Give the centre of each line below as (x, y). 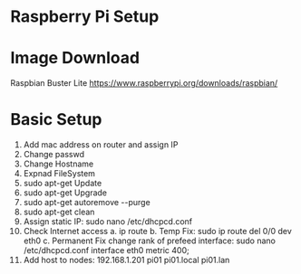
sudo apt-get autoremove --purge (87, 203)
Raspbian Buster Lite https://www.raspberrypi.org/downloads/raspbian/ (144, 83)
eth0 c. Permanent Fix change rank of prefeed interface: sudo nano (149, 241)
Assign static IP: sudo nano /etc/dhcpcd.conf (108, 222)
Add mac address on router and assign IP (101, 145)
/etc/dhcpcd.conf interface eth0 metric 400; (106, 250)
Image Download (75, 58)
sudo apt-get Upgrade (65, 193)
